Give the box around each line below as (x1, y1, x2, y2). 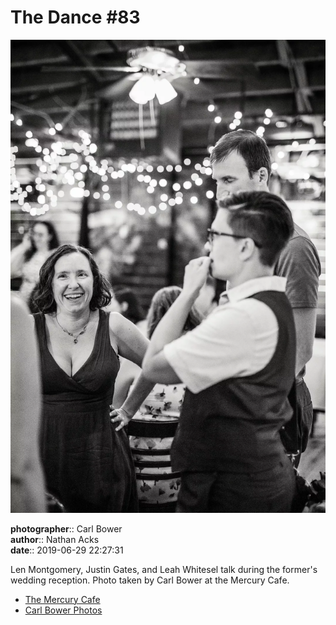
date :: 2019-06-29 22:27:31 (10, 544, 124, 556)
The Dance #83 (10, 6, 141, 29)
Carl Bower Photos (24, 604, 103, 616)
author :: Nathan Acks (10, 533, 100, 545)
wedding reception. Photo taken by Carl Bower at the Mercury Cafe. (10, 574, 290, 586)
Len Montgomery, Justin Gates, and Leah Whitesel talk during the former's (10, 563, 318, 575)
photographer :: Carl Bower (10, 522, 123, 535)
